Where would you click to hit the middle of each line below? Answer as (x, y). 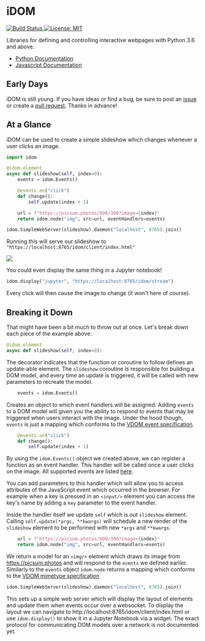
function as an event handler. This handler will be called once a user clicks (100, 465)
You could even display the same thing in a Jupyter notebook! (84, 270)
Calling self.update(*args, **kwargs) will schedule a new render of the (97, 521)
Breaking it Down (40, 313)
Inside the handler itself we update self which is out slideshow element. (97, 515)
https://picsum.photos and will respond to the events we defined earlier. (97, 563)
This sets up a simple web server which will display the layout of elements (100, 599)
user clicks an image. (33, 146)
